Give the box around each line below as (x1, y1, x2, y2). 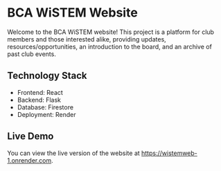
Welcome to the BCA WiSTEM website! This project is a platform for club (7, 28, 215, 36)
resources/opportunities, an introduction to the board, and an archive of (7, 42, 213, 51)
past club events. (7, 50, 57, 58)
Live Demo (7, 130, 54, 143)
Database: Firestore (17, 102, 74, 111)
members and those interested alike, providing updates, (7, 35, 166, 43)
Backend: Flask (17, 96, 61, 104)
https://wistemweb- (141, 149, 197, 157)
